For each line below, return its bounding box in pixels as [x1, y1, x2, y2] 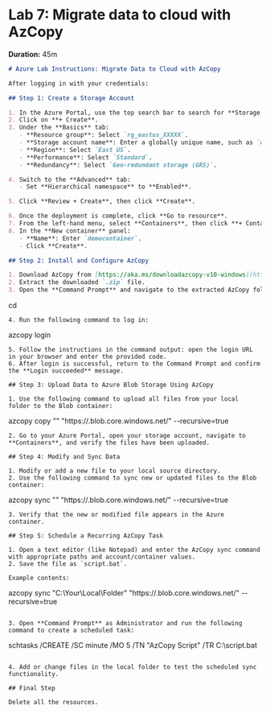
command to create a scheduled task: [8, 626, 135, 635]
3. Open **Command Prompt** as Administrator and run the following [8, 620, 243, 628]
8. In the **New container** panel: [8, 227, 131, 235]
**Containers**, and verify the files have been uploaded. [8, 439, 211, 447]
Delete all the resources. [8, 699, 99, 707]
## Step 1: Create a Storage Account [8, 94, 135, 102]
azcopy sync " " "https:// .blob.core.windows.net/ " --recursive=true [8, 495, 229, 505]
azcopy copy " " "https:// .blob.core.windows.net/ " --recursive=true [8, 416, 229, 426]
